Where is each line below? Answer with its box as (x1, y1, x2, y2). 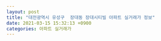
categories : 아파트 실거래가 (6, 25, 72, 32)
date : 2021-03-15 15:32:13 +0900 (6, 20, 92, 26)
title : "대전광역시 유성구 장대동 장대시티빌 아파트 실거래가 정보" (6, 14, 155, 20)
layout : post (6, 8, 40, 15)
